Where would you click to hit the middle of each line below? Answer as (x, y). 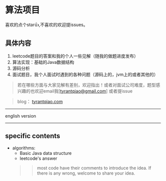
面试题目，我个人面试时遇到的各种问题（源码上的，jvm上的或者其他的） (85, 74)
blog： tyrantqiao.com (40, 101)
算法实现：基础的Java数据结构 (43, 62)
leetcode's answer (39, 158)
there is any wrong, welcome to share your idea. (86, 173)
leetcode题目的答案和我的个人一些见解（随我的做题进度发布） (75, 56)
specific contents (33, 136)
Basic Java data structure (46, 153)
